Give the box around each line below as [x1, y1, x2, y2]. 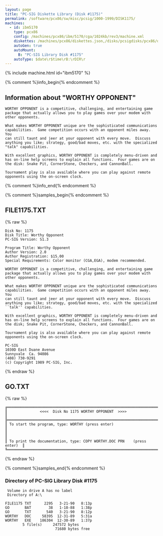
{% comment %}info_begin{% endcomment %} [5, 80, 100, 85]
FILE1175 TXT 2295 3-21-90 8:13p [5, 501, 92, 506]
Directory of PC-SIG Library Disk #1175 [5, 477, 98, 484]
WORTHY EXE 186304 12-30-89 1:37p [5, 518, 92, 523]
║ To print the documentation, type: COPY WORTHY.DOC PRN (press [5, 439, 147, 444]
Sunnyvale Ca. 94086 [5, 351, 49, 357]
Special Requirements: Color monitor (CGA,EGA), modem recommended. [5, 258, 147, 263]
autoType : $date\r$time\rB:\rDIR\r [14, 57, 86, 62]
